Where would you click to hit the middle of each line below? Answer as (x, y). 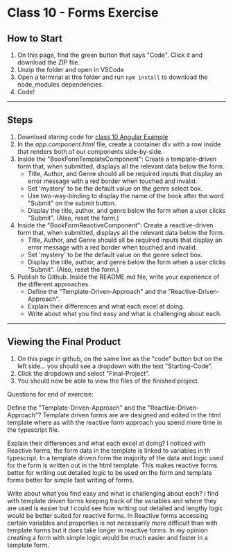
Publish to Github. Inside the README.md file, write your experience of (118, 277)
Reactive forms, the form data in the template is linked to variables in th (109, 450)
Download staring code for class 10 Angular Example (93, 137)
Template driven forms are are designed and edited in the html (132, 415)
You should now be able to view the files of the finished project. (108, 381)
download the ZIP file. (49, 62)
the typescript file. (33, 429)
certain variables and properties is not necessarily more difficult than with (113, 523)
